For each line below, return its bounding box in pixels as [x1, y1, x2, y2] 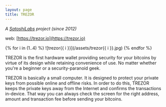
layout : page [5, 7, 32, 12]
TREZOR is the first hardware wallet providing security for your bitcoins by [5, 54, 157, 60]
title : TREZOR [5, 12, 35, 17]
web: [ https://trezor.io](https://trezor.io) [5, 35, 86, 41]
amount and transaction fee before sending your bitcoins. [5, 96, 123, 102]
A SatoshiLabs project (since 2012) [5, 25, 77, 31]
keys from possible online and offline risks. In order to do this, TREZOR [5, 80, 150, 86]
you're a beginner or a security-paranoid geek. [5, 65, 101, 71]
